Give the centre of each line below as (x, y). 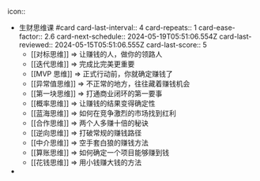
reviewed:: (36, 45)
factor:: (30, 36)
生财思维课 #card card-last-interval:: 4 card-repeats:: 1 (107, 28)
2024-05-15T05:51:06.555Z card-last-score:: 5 (130, 45)
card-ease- (217, 28)
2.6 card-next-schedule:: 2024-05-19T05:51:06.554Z (131, 36)
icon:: (17, 11)
